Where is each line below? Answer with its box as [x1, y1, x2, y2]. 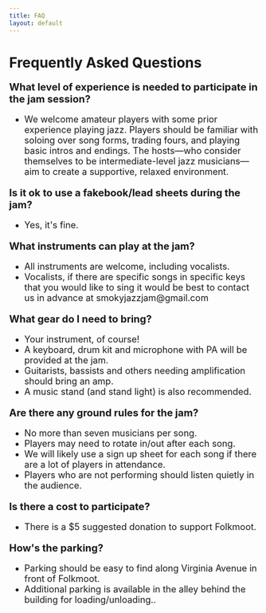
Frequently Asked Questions [9, 53, 202, 72]
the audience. [24, 480, 82, 491]
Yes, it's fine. [24, 219, 79, 231]
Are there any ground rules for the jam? [9, 406, 199, 419]
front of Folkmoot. [24, 572, 100, 584]
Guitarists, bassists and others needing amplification [24, 365, 246, 376]
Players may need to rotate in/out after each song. [24, 437, 236, 449]
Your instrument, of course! [24, 333, 140, 345]
